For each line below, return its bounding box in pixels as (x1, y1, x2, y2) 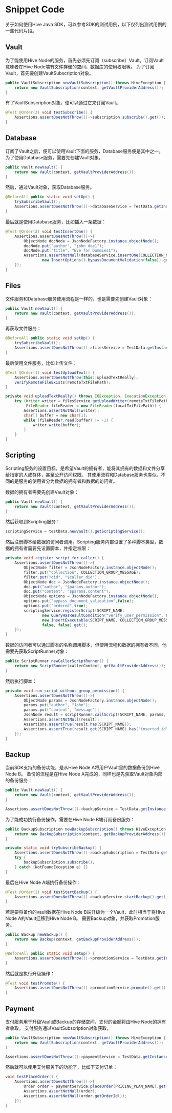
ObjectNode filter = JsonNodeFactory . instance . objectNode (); (24, 565, 157, 571)
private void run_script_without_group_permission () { (5, 688, 125, 693)
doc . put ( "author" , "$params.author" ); (24, 584, 106, 589)
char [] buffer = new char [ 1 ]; (24, 412, 88, 418)
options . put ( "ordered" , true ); (24, 603, 88, 609)
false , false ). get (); (41, 622, 88, 628)
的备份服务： (5, 777, 32, 784)
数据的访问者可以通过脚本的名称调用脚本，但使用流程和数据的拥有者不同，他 (5, 642, 167, 648)
